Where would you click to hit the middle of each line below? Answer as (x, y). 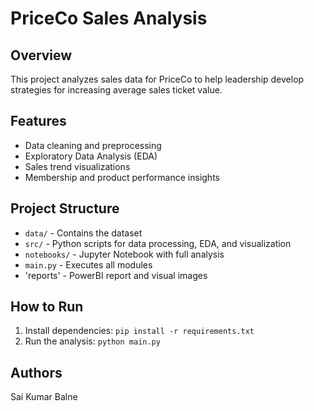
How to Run (47, 307)
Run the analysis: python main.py (92, 341)
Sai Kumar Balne (44, 397)
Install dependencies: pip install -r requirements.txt (139, 331)
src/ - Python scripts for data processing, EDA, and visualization (158, 243)
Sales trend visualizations (77, 166)
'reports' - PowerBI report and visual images (116, 275)
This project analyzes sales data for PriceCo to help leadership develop (157, 79)
